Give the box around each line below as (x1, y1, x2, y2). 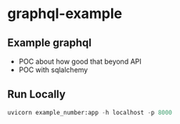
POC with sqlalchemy (18, 65, 88, 75)
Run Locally (7, 88, 66, 101)
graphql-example (7, 5, 123, 23)
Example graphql (7, 36, 92, 49)
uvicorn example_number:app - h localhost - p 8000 (7, 108, 173, 116)
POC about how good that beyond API (18, 57, 142, 66)
